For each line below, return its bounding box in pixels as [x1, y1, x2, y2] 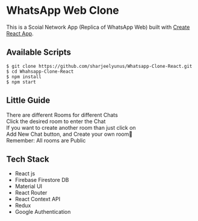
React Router [14, 189, 48, 196]
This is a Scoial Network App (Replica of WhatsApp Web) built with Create [6, 23, 190, 31]
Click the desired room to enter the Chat [6, 118, 106, 125]
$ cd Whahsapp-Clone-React [6, 68, 74, 74]
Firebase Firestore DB [14, 177, 69, 184]
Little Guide [6, 95, 51, 106]
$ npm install [6, 73, 42, 80]
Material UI [14, 183, 43, 190]
